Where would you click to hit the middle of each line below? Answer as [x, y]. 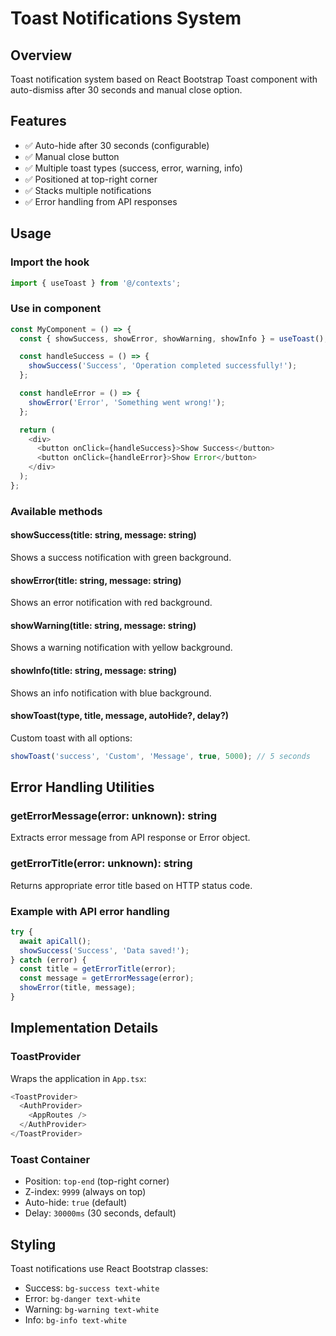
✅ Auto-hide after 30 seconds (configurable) [117, 145]
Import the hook [50, 262]
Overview [41, 55]
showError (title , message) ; [78, 988]
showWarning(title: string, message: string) [103, 625]
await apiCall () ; [55, 941]
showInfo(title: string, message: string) [93, 670]
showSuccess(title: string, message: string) [103, 535]
